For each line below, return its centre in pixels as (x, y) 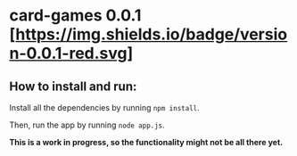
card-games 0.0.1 (75, 16)
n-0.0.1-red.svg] (71, 53)
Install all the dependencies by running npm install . (104, 107)
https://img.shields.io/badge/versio (152, 34)
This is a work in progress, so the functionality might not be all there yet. (146, 142)
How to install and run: (73, 86)
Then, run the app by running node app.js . (87, 125)
